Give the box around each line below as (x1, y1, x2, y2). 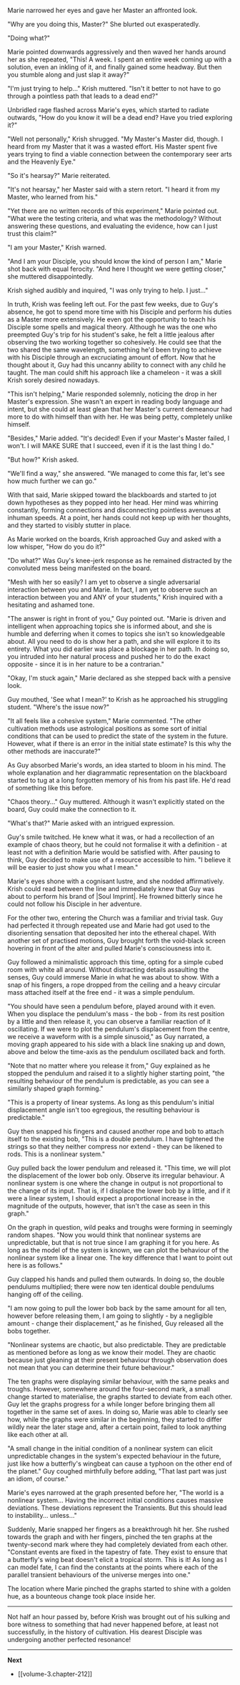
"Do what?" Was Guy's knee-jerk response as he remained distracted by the (7, 557, 232, 565)
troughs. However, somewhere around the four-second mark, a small (7, 1385, 211, 1393)
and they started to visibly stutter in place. (7, 521, 131, 530)
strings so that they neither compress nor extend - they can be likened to (7, 1143, 223, 1150)
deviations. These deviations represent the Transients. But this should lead (7, 1503, 227, 1512)
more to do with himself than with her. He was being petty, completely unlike (7, 412, 233, 421)
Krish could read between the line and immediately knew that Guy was (7, 885, 215, 893)
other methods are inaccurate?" (7, 747, 101, 755)
